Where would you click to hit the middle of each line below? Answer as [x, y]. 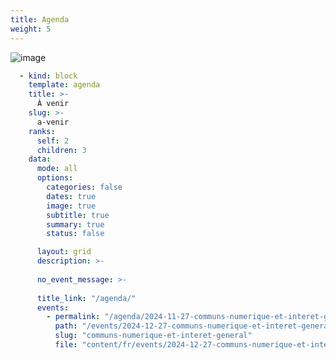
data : [40, 159]
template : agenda [64, 85]
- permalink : [73, 317]
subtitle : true [78, 215]
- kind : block [48, 76]
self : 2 [53, 141]
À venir [53, 104]
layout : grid [64, 252]
